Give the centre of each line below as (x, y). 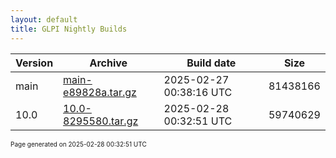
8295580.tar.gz (101, 121)
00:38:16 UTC (198, 92)
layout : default (44, 19)
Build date (211, 63)
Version (34, 63)
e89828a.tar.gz (100, 92)
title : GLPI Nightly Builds (69, 29)
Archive (108, 63)
